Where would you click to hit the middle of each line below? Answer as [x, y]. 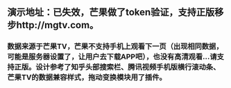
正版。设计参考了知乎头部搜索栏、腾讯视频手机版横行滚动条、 [117, 67]
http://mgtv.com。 [58, 25]
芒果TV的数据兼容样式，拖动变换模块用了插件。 [87, 78]
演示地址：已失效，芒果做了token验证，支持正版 [111, 12]
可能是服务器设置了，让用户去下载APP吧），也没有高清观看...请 [112, 57]
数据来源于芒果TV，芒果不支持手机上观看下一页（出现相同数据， [115, 47]
